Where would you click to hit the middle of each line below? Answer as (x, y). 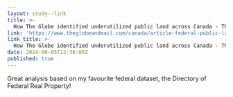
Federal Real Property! (39, 86)
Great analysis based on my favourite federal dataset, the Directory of (107, 78)
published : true (31, 59)
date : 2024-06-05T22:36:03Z (48, 53)
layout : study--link (37, 14)
